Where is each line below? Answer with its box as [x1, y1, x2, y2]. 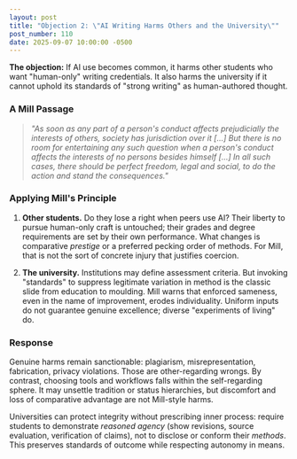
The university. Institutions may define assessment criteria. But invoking [21, 267, 288, 277]
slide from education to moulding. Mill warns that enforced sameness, [21, 285, 277, 297]
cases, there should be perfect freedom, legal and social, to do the [30, 160, 277, 171]
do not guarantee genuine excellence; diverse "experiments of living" [21, 305, 276, 315]
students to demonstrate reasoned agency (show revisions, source [9, 421, 254, 432]
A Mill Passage [9, 103, 74, 115]
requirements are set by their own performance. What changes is [21, 231, 261, 242]
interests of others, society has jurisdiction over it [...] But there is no [30, 132, 282, 143]
